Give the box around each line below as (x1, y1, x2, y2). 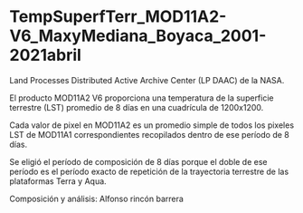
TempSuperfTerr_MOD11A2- (9, 6, 227, 27)
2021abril (9, 45, 81, 65)
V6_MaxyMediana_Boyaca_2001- (9, 25, 267, 46)
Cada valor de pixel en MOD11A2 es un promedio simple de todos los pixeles (9, 120, 295, 131)
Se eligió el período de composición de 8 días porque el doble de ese (9, 156, 269, 167)
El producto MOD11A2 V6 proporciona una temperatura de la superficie (9, 92, 274, 103)
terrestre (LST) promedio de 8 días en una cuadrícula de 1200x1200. (9, 102, 264, 112)
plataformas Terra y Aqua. (9, 175, 107, 187)
